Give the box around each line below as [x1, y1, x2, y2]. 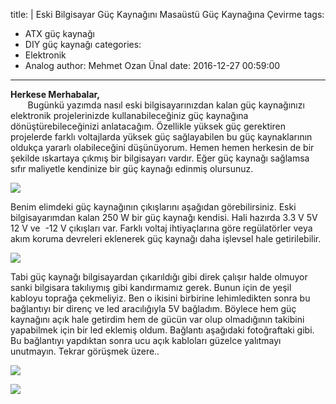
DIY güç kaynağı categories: [24, 39, 142, 50]
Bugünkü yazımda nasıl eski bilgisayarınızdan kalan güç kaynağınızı [27, 99, 305, 111]
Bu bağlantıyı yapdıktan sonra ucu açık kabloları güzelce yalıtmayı [10, 335, 282, 346]
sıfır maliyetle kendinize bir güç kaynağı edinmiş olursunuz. [10, 163, 254, 174]
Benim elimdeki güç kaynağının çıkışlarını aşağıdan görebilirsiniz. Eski [10, 201, 297, 213]
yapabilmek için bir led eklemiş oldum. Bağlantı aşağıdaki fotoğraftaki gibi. [10, 324, 315, 336]
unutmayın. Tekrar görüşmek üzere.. [10, 345, 160, 357]
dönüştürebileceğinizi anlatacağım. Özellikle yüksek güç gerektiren [10, 120, 287, 132]
